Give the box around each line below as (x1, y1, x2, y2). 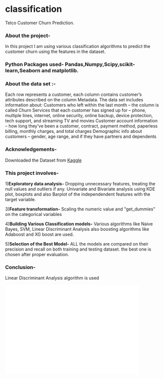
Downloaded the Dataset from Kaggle (5, 157, 82, 163)
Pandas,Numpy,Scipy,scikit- (65, 61, 135, 68)
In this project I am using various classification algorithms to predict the (5, 43, 151, 49)
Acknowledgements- (5, 146, 57, 153)
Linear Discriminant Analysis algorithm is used (5, 275, 99, 281)
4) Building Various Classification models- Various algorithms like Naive (5, 221, 153, 227)
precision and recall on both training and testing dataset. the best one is (5, 246, 152, 252)
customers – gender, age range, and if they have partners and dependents (5, 133, 157, 139)
